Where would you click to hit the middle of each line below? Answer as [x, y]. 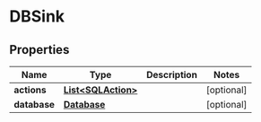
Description [172, 75]
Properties [39, 50]
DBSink [37, 17]
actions [30, 90]
